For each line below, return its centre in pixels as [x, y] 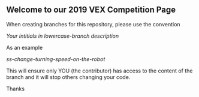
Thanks [16, 89]
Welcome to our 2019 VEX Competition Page [91, 10]
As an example [25, 47]
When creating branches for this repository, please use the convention [94, 24]
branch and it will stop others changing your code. [68, 77]
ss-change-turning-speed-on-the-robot [56, 59]
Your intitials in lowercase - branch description [63, 36]
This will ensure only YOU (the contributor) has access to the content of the [99, 71]
